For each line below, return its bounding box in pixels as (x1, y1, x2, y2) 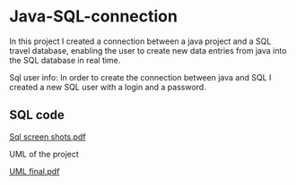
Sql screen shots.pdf (9, 131, 87, 142)
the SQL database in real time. (9, 55, 121, 65)
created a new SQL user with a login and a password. (9, 81, 206, 92)
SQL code (9, 107, 65, 122)
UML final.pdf (9, 165, 60, 176)
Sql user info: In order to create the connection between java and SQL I (9, 71, 272, 82)
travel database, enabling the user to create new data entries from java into (9, 45, 287, 55)
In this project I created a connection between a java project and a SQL (9, 36, 272, 46)
